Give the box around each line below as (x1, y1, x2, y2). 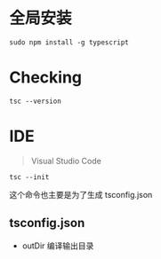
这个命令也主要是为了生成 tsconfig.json (9, 189, 153, 200)
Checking (9, 67, 83, 88)
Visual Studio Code (30, 155, 102, 166)
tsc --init (9, 172, 50, 182)
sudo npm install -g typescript (9, 37, 129, 47)
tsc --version (9, 97, 62, 106)
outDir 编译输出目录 (21, 240, 94, 251)
